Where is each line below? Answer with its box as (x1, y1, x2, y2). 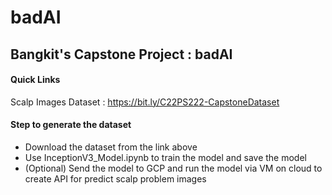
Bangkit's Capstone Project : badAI (10, 46, 233, 63)
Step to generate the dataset (10, 119, 132, 131)
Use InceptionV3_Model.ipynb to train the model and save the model (24, 151, 307, 163)
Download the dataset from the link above (24, 141, 198, 153)
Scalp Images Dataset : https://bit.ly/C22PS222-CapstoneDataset (10, 96, 280, 108)
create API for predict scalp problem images (24, 172, 207, 185)
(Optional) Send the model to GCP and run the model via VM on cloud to (24, 162, 323, 174)
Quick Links (10, 74, 61, 86)
